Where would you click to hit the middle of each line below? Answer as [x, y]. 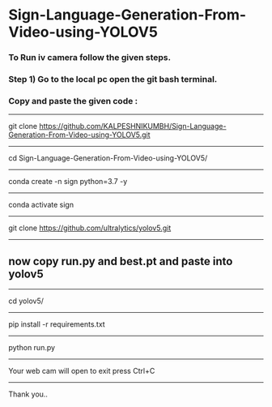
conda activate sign [41, 205]
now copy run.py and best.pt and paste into [121, 261]
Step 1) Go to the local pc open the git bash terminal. [113, 79]
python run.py [32, 348]
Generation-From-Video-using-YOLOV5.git [80, 135]
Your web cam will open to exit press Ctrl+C [82, 371]
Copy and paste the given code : [73, 101]
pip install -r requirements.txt [57, 324]
